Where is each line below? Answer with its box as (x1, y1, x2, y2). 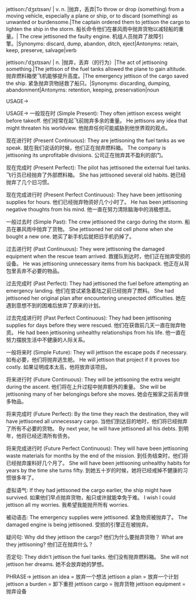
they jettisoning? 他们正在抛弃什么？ (6, 541, 94, 548)
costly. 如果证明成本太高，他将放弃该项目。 (6, 364, 111, 370)
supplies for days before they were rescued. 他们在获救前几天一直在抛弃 (6, 322, 181, 328)
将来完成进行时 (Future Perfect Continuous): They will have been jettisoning (6, 445, 188, 452)
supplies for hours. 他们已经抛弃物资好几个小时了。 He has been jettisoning (6, 199, 188, 205)
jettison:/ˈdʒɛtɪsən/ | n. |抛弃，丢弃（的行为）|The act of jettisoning (6, 59, 168, 66)
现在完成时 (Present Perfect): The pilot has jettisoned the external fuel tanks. (6, 164, 191, 171)
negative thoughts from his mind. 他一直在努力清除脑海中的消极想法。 (6, 206, 174, 213)
